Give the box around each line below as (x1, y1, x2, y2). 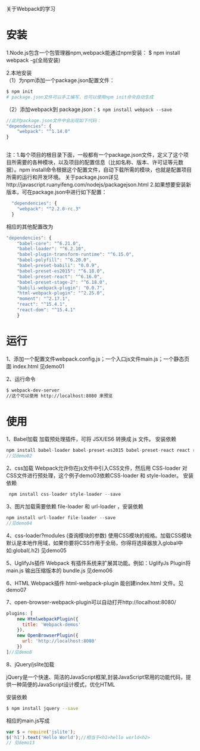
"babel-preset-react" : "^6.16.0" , (17, 274, 102, 280)
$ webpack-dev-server (6, 387, 60, 393)
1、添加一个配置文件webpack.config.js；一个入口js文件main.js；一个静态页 (6, 355, 189, 362)
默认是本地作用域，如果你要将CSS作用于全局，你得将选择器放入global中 (6, 539, 183, 547)
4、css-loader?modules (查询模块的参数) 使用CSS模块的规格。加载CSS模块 (6, 532, 192, 539)
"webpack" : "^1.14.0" (17, 129, 70, 135)
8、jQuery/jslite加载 (6, 660, 55, 668)
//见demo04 (6, 520, 33, 526)
